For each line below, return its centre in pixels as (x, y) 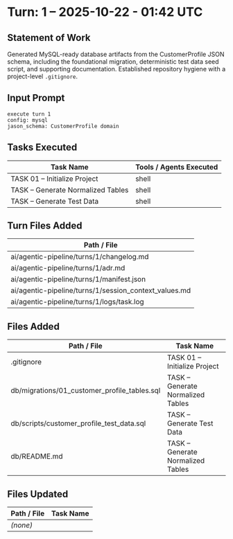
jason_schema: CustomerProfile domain (63, 126)
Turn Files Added (45, 226)
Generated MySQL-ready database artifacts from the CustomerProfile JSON (116, 54)
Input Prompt (36, 98)
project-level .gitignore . (43, 76)
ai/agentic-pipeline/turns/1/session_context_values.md (101, 290)
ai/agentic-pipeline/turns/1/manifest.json (78, 279)
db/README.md (37, 457)
